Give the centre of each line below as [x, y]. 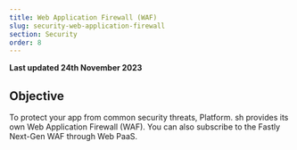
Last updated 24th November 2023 [76, 68]
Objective [37, 96]
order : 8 [25, 42]
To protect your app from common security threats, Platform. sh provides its [149, 118]
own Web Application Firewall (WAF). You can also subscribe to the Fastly [145, 127]
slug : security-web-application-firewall [87, 26]
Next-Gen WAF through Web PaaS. [74, 137]
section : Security [43, 34]
